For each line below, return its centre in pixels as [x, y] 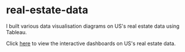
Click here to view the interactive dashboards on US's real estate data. [91, 43]
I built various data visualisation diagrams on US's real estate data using [93, 26]
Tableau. [17, 32]
